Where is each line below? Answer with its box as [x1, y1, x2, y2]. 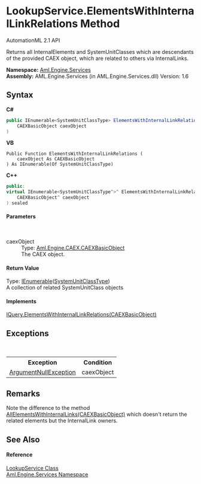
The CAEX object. [21, 251, 65, 258]
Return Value [6, 264, 39, 272]
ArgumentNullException [9, 368, 76, 376]
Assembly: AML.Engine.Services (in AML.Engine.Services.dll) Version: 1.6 [6, 72, 189, 80]
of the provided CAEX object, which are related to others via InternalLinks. [6, 54, 189, 62]
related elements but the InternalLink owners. [6, 417, 118, 424]
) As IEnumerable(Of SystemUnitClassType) [6, 162, 114, 168]
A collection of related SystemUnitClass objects [6, 284, 124, 291]
